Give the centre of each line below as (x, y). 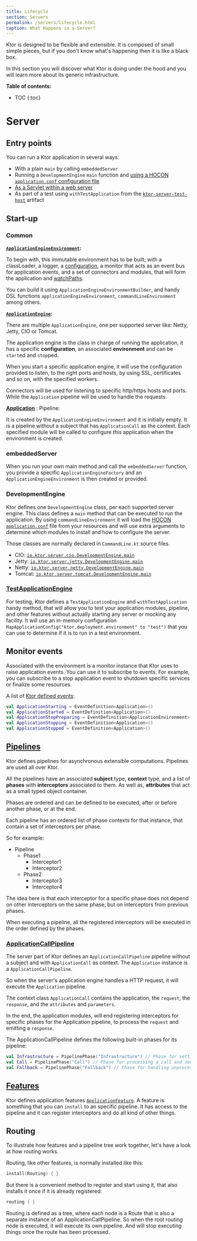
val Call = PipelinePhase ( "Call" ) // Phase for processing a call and (94, 1062)
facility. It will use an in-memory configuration (62, 620)
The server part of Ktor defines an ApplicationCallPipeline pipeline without (98, 957)
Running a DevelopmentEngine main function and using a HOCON (91, 175)
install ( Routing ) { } (33, 1174)
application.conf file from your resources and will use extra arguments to (96, 526)
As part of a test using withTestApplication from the (78, 194)
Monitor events (35, 651)
